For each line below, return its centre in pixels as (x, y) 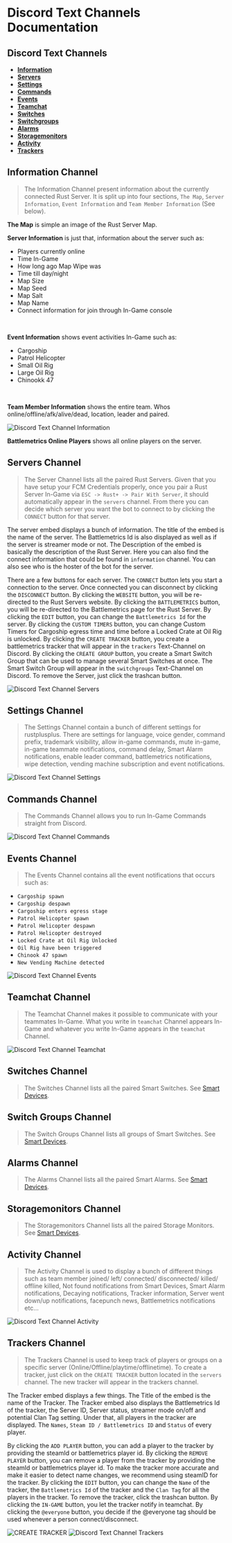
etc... (32, 1308)
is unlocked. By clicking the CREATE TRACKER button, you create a (98, 639)
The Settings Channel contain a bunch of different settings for (113, 727)
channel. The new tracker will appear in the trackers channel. (111, 1382)
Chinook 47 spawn (42, 956)
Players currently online (51, 251)
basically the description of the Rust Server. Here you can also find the (108, 551)
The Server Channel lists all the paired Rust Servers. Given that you (120, 479)
